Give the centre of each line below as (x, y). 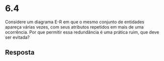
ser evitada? (18, 37)
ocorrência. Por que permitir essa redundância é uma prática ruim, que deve (82, 32)
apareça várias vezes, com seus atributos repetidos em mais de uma (74, 27)
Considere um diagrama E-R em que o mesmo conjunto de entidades (75, 22)
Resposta (20, 53)
